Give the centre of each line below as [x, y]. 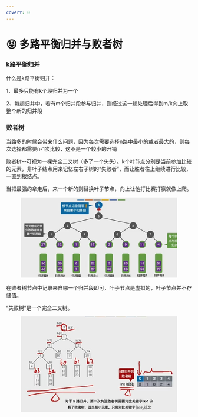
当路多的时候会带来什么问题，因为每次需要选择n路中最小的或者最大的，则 [95, 141]
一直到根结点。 [24, 176]
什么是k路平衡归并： [31, 78]
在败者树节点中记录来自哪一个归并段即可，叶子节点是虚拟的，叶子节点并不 [96, 288]
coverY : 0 [18, 12]
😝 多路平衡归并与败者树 [64, 44]
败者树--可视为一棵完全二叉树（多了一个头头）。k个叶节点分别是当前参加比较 [99, 161]
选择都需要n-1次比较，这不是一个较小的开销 [64, 149]
